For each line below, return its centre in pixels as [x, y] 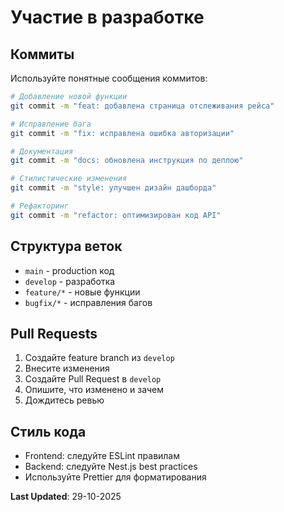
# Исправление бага [51, 124]
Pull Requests [54, 333]
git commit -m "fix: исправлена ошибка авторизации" [122, 133]
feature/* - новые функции [82, 292]
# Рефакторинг [40, 206]
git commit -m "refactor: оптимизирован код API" [116, 215]
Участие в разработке [107, 17]
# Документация [42, 151]
